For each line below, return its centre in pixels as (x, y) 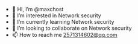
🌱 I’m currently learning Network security (63, 22)
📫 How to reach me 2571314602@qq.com (64, 35)
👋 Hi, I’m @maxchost (38, 9)
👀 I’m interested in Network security (56, 15)
